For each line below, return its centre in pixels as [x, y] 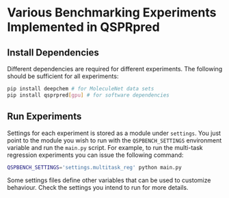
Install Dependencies [53, 52]
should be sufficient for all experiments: [63, 76]
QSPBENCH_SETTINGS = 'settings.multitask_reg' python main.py [95, 167]
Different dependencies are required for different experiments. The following [115, 69]
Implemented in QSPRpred [83, 27]
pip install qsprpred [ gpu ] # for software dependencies [88, 95]
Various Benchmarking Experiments [112, 13]
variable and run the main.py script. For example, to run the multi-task [105, 147]
